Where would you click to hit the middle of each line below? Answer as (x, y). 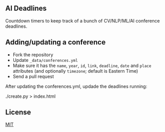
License (18, 112)
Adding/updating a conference (56, 42)
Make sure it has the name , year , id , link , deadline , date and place (82, 65)
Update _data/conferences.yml (45, 60)
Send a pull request (33, 76)
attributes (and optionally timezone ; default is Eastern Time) (75, 71)
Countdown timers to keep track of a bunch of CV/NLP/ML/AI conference (83, 20)
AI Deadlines (26, 8)
